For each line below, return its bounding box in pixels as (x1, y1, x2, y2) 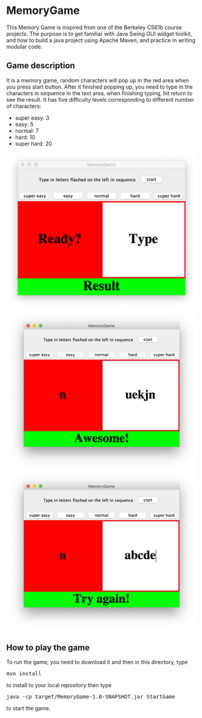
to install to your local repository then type (6, 682, 112, 689)
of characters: (6, 102, 42, 110)
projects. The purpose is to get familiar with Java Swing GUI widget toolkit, (6, 30, 192, 37)
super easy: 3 (15, 114, 50, 121)
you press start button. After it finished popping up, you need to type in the (6, 83, 193, 90)
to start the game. (6, 705, 51, 712)
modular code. (6, 43, 43, 50)
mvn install (6, 670, 42, 677)
